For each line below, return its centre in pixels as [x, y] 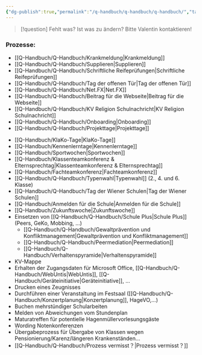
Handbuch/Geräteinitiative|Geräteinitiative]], [69, 280]
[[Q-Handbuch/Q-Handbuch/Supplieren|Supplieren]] [80, 64]
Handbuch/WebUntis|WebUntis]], [56, 274]
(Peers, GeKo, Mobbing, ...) [48, 223]
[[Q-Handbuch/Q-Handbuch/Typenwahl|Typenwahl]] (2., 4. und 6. [97, 178]
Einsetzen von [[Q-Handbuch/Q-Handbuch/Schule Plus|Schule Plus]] [101, 216]
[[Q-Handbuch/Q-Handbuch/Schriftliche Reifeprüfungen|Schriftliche [99, 71]
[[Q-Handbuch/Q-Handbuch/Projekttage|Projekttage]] [82, 128]
